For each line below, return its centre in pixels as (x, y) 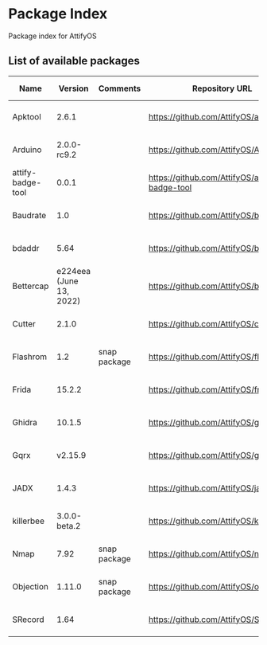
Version (74, 88)
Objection (31, 586)
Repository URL (222, 88)
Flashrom (30, 357)
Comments (120, 88)
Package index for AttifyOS (52, 36)
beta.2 (69, 526)
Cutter (24, 323)
